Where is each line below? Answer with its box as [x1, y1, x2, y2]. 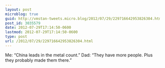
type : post [5, 34, 27, 39]
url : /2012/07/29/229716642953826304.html [5, 39, 93, 44]
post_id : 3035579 [5, 20, 41, 26]
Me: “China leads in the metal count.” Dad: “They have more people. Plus [5, 52, 153, 58]
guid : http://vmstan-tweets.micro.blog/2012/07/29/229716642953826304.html [5, 16, 164, 21]
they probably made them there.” [5, 57, 72, 63]
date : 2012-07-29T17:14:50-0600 [5, 25, 71, 30]
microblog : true [5, 12, 38, 17]
